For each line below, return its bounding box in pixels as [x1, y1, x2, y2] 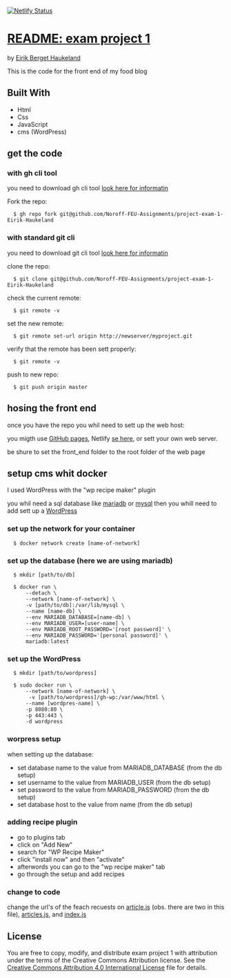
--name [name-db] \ [25, 608, 81, 615]
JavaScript [17, 120, 48, 128]
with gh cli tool [7, 168, 57, 178]
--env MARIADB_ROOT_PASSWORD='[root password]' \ [25, 626, 171, 633]
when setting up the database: [7, 750, 94, 758]
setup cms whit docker [7, 467, 108, 479]
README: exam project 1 [7, 31, 150, 46]
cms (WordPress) [17, 127, 67, 136]
